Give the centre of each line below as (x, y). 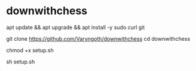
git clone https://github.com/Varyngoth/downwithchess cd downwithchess (98, 38)
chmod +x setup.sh (30, 50)
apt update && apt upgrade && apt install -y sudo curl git (76, 27)
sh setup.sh (21, 62)
